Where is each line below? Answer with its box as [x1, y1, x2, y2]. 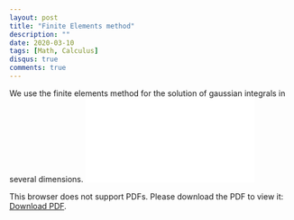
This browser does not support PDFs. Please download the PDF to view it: [9, 190, 284, 202]
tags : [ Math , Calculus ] [9, 47, 99, 56]
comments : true [9, 64, 67, 73]
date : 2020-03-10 [9, 38, 75, 48]
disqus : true [9, 55, 59, 64]
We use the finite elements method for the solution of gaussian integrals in [9, 87, 286, 99]
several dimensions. [9, 173, 84, 184]
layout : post [9, 13, 59, 22]
